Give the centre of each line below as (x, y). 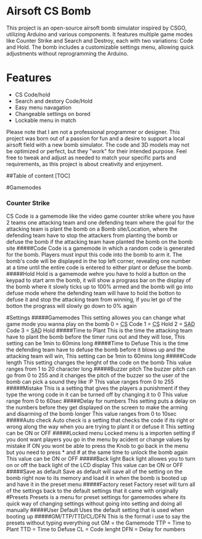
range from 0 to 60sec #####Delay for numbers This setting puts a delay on (101, 401)
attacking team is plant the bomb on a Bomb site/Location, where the (92, 229)
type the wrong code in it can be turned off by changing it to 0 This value (97, 395)
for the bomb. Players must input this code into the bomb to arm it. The (94, 255)
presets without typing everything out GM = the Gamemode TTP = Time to (99, 523)
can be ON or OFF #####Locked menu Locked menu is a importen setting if (101, 433)
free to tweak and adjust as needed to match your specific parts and (91, 158)
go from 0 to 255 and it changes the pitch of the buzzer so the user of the (98, 375)
